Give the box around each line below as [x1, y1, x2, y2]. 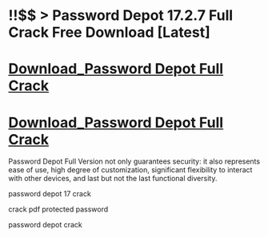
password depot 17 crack [8, 189, 92, 199]
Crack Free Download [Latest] [8, 23, 210, 41]
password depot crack [8, 220, 82, 230]
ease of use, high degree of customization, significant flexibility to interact [8, 165, 253, 175]
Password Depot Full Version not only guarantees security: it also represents [8, 156, 261, 166]
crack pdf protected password [8, 204, 109, 214]
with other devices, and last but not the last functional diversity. [8, 174, 218, 184]
